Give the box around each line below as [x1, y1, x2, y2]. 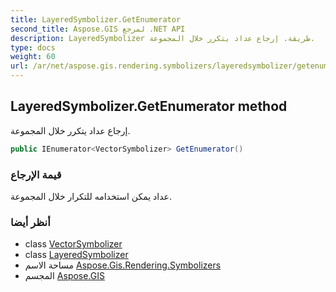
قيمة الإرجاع [10, 167, 62, 181]
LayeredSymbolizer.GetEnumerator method [10, 98, 288, 115]
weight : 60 [10, 52, 56, 62]
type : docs [10, 42, 56, 53]
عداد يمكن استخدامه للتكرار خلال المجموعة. [10, 190, 172, 202]
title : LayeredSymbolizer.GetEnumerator [10, 14, 182, 25]
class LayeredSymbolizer [24, 249, 129, 261]
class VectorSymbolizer [24, 238, 123, 250]
